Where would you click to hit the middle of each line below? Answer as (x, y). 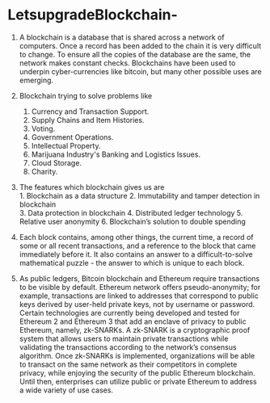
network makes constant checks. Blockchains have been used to (127, 63)
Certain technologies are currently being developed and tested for (129, 313)
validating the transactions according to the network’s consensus (128, 347)
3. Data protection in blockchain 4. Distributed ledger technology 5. (131, 212)
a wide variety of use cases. (66, 390)
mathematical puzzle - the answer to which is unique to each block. (132, 262)
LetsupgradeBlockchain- (93, 15)
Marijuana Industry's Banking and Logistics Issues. (116, 154)
